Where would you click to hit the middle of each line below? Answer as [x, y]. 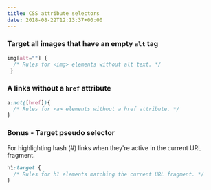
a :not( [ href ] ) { [29, 103]
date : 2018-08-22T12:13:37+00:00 [55, 20]
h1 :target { [24, 168]
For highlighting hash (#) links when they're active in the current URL [104, 147]
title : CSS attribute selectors [53, 13]
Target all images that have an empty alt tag [83, 44]
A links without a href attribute [59, 88]
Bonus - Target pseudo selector [61, 133]
